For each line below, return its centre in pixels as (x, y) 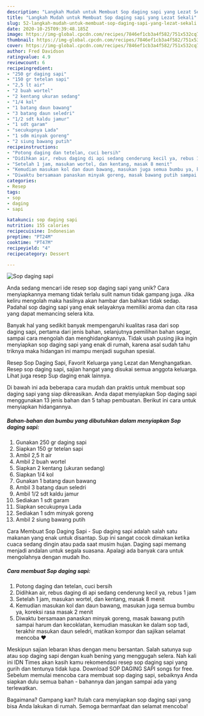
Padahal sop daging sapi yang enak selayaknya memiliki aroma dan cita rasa (102, 307)
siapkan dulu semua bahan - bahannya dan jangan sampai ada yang (92, 681)
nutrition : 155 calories (38, 226)
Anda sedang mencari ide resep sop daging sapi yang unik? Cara (88, 288)
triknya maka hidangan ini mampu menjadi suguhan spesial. (81, 351)
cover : (15, 46)
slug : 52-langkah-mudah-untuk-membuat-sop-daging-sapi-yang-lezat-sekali (102, 23)
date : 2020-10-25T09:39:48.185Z (48, 29)
